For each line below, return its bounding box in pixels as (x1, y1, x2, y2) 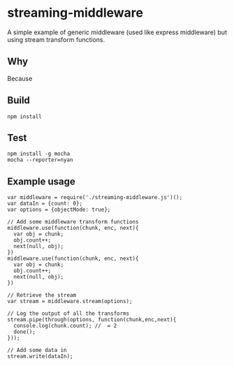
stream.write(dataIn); (7, 353, 73, 360)
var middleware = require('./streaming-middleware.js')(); (7, 194, 183, 201)
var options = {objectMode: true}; (7, 206, 111, 214)
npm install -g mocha (7, 150, 71, 158)
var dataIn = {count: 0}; (7, 200, 82, 207)
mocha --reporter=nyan (7, 156, 73, 163)
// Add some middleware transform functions (7, 219, 139, 226)
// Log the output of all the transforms (7, 310, 130, 317)
